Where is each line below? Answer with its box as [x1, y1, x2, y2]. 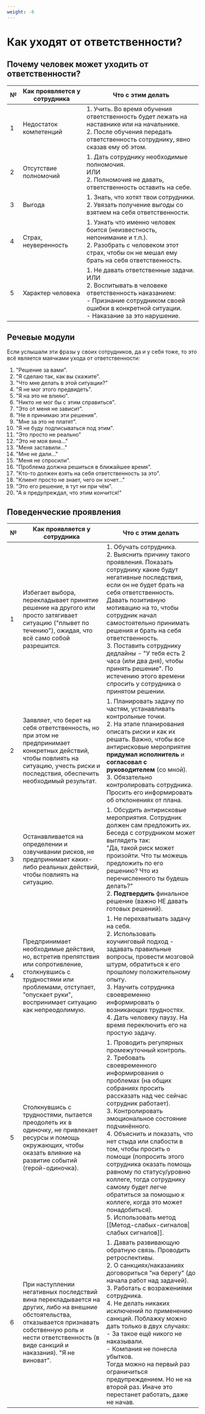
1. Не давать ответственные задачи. [86, 266, 195, 274]
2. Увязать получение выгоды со [86, 200, 184, 209]
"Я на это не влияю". [15, 392, 69, 400]
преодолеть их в [23, 1118, 72, 1127]
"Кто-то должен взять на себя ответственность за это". [15, 470, 161, 477]
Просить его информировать [106, 788, 193, 797]
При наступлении [23, 1280, 75, 1289]
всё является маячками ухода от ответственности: [7, 355, 141, 362]
